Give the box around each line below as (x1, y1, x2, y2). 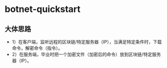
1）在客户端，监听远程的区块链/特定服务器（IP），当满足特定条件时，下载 (11, 39, 162, 44)
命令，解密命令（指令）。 (11, 45, 63, 51)
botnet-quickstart (4, 3, 80, 15)
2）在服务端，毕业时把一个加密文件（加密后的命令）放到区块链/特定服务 (11, 51, 161, 57)
